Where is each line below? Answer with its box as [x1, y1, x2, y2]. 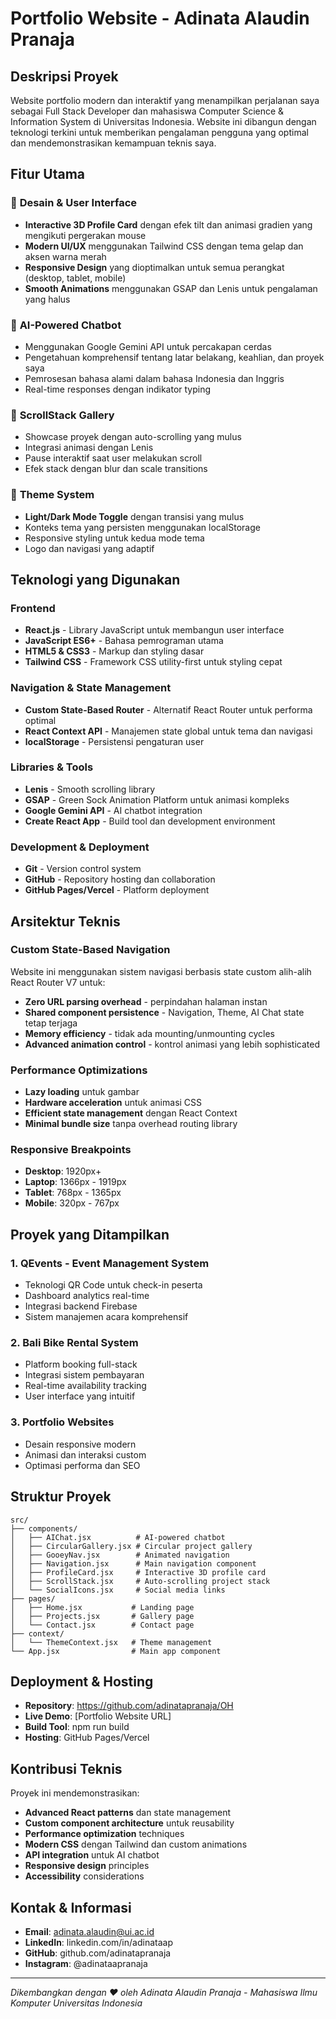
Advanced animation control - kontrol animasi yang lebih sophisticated [24, 1038, 321, 1050]
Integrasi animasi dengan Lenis [24, 442, 154, 454]
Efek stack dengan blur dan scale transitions [24, 463, 208, 475]
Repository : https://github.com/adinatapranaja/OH [24, 1700, 234, 1712]
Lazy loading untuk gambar [24, 1086, 140, 1098]
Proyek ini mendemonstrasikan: [10, 1787, 140, 1799]
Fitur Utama [10, 166, 86, 183]
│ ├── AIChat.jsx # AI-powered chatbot [10, 1532, 226, 1542]
